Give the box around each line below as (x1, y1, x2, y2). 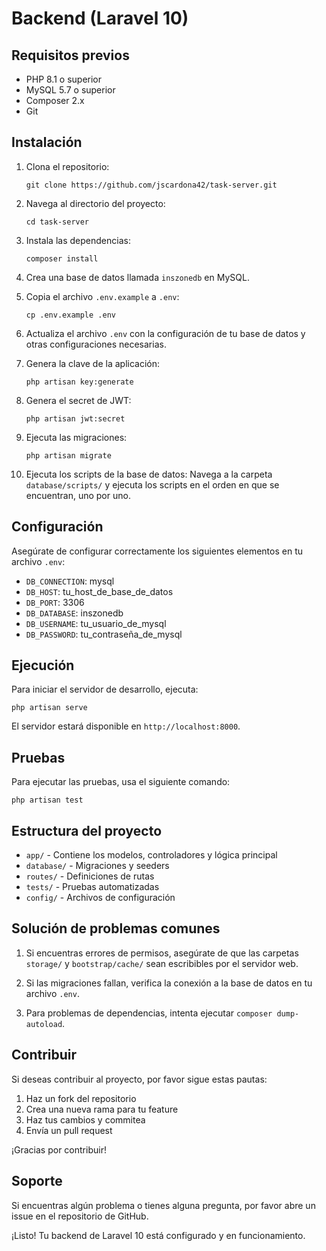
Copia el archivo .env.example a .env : (25, 290, 180, 302)
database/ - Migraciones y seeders (25, 860, 170, 872)
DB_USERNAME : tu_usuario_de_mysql (25, 617, 167, 629)
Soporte (11, 1173, 63, 1190)
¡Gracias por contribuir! (11, 1143, 107, 1156)
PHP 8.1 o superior (25, 73, 103, 85)
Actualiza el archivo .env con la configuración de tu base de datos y (25, 327, 306, 339)
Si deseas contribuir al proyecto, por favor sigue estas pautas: (11, 1073, 268, 1085)
